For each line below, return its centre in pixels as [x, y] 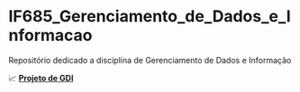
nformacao [50, 35]
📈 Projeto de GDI [41, 78]
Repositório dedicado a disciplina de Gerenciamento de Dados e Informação [150, 60]
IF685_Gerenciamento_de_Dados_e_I [150, 17]
